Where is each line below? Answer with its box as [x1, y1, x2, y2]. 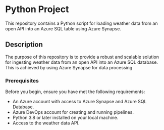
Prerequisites [5, 77, 39, 84]
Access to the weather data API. [12, 120, 80, 126]
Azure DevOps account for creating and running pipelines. [12, 109, 134, 115]
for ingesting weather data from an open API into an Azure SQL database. [5, 59, 158, 65]
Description [5, 40, 43, 49]
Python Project [5, 4, 69, 15]
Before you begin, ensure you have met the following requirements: [5, 89, 145, 95]
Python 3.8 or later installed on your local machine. [12, 115, 119, 121]
